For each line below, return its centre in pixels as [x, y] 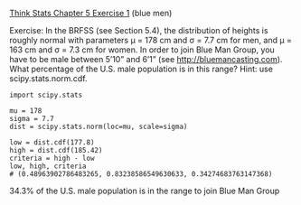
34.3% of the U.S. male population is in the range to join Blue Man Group [145, 191]
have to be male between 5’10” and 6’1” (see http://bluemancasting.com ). [146, 59]
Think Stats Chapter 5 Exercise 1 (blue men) [91, 13]
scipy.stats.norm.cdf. [48, 79]
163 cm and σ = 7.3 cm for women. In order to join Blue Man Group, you [142, 50]
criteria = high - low [52, 158]
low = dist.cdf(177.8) [52, 143]
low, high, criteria [48, 166]
